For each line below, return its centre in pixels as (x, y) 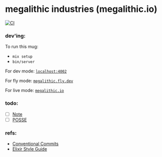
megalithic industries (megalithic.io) (81, 9)
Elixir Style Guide (30, 149)
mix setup (22, 57)
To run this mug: (22, 47)
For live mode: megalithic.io (35, 90)
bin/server (23, 62)
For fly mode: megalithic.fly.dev (39, 81)
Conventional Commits (35, 144)
